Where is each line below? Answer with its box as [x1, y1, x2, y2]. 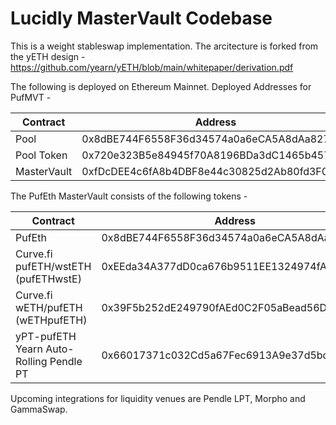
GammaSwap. [10, 403, 68, 415]
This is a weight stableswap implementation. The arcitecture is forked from [10, 40, 319, 52]
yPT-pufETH [15, 329, 77, 343]
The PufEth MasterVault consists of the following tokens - [10, 190, 248, 202]
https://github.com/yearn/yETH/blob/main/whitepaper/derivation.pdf [10, 61, 294, 73]
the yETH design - [10, 50, 86, 62]
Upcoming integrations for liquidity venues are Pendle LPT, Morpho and [10, 392, 306, 404]
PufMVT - [10, 91, 52, 103]
